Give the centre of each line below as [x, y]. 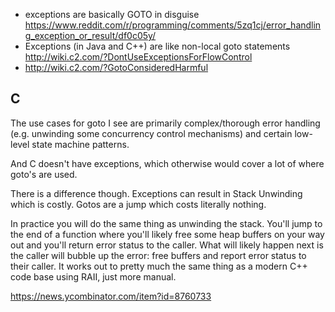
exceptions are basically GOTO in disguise [112, 14]
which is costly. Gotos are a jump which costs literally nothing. [138, 204]
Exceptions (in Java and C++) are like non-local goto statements [157, 46]
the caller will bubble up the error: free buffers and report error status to [158, 255]
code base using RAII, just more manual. [93, 276]
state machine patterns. [80, 144]
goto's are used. [44, 174]
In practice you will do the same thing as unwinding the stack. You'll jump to [166, 223]
